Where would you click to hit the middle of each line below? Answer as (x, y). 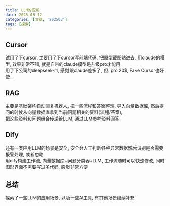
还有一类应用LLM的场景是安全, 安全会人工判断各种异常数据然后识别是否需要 (84, 148)
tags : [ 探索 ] (18, 24)
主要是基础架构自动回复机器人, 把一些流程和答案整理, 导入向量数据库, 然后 (82, 106)
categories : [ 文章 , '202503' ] (36, 19)
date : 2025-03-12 (24, 15)
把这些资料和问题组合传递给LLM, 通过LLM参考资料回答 (62, 119)
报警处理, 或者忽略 (24, 154)
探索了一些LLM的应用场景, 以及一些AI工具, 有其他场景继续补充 (70, 198)
